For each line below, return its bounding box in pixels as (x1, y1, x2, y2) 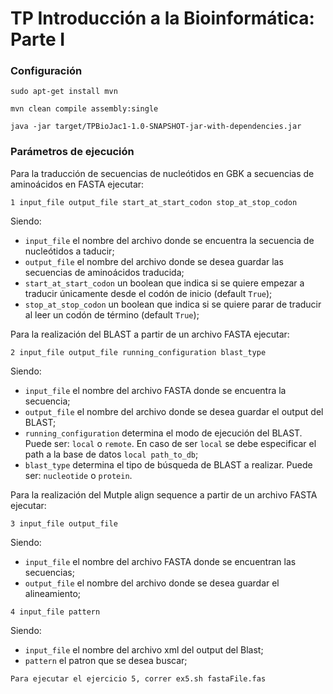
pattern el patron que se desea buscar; (24, 654, 188, 666)
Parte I (10, 28, 66, 51)
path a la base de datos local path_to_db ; (24, 448, 199, 460)
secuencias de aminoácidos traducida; (24, 266, 185, 278)
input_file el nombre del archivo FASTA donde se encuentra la (24, 384, 287, 396)
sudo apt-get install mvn (10, 87, 118, 97)
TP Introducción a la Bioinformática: (10, 7, 315, 30)
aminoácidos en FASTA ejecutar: (10, 178, 145, 190)
